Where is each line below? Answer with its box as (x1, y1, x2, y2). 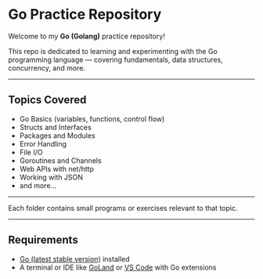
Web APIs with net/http (19, 164, 94, 173)
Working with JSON (19, 172, 84, 182)
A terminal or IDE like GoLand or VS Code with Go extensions (19, 263, 217, 272)
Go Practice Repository (8, 5, 162, 24)
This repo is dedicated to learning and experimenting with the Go (8, 46, 218, 56)
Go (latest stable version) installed (19, 254, 131, 263)
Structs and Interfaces (19, 122, 92, 132)
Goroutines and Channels (19, 155, 102, 165)
